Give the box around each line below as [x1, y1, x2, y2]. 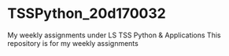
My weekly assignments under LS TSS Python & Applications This [7, 30, 221, 40]
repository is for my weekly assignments [7, 38, 139, 47]
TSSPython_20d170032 [7, 5, 166, 23]
